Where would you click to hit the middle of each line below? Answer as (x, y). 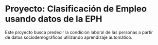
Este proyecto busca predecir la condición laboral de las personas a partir (79, 32)
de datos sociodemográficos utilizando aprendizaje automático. (69, 37)
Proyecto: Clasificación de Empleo (76, 9)
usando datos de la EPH (54, 19)
